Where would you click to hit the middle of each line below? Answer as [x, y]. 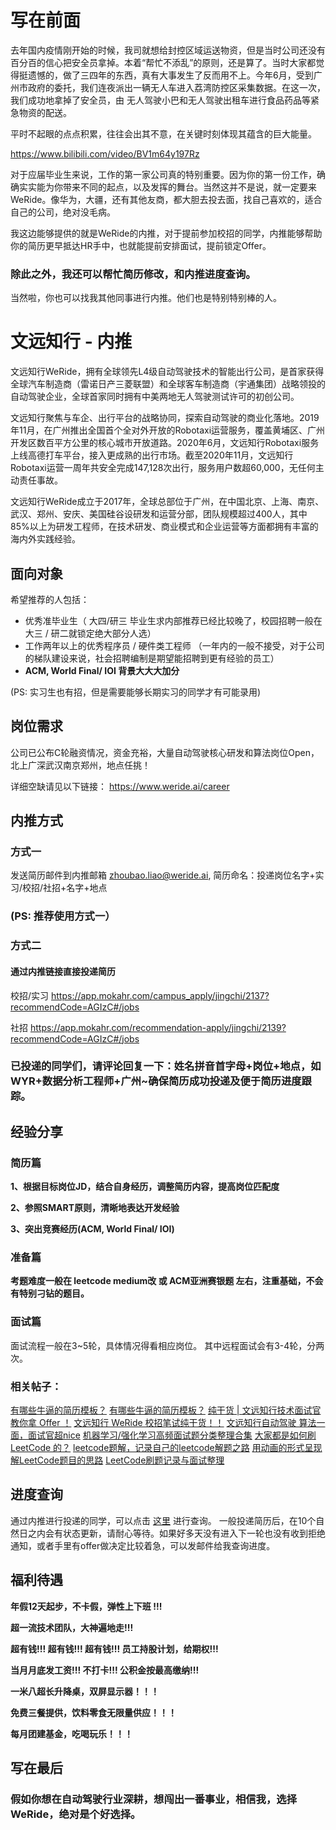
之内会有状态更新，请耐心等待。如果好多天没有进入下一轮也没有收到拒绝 [176, 1533]
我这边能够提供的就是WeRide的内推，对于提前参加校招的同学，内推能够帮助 [166, 233]
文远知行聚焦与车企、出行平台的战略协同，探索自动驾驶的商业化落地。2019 [165, 418]
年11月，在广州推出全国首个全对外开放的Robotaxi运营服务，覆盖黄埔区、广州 [168, 430]
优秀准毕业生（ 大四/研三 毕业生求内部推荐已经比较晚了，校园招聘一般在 [173, 620]
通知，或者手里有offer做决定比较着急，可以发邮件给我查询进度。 [143, 1545]
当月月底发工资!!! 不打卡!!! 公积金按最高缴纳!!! [105, 1670]
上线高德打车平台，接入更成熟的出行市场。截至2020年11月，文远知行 [152, 455]
